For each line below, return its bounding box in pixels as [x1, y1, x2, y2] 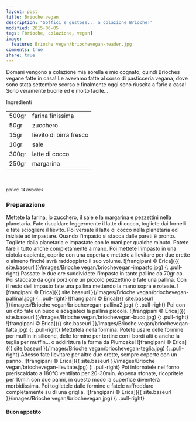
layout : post [6, 8, 38, 15]
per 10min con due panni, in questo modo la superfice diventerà [6, 376, 160, 383]
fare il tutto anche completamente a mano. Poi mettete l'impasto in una [6, 245, 177, 252]
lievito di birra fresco [32, 130, 89, 139]
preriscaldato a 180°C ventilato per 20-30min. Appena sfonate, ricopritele [6, 369, 183, 376]
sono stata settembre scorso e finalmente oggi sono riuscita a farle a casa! [6, 80, 186, 88]
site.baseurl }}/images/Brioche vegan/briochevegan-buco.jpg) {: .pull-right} [6, 314, 189, 321]
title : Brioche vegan [6, 14, 59, 20]
